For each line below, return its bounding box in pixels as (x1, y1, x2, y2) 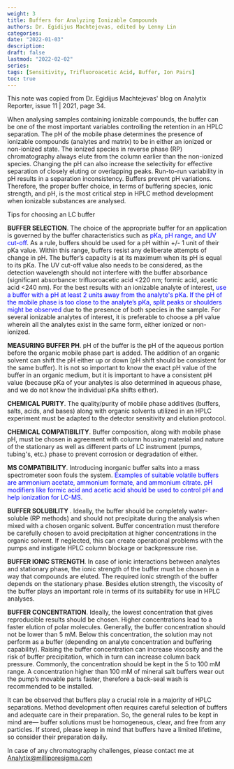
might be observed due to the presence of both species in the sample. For (7, 305, 221, 314)
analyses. (7, 594, 35, 603)
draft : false (7, 50, 45, 57)
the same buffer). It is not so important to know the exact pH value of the (7, 364, 217, 372)
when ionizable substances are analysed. (7, 197, 126, 205)
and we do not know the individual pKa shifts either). (7, 386, 159, 395)
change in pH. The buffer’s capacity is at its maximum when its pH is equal (7, 254, 222, 262)
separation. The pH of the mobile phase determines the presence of (7, 130, 203, 138)
